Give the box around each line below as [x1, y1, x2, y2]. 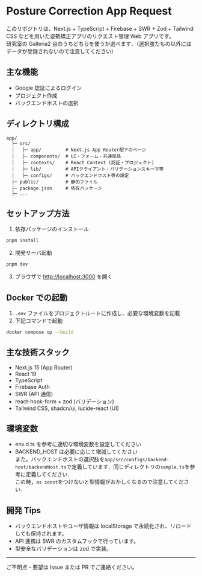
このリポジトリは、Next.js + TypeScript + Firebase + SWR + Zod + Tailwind [6, 25, 194, 32]
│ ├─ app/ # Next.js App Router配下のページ [11, 147, 146, 153]
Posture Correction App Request [6, 4, 173, 18]
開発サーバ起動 [14, 249, 52, 257]
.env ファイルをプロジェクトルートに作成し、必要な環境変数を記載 [14, 309, 180, 316]
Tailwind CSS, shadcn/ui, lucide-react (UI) [14, 405, 119, 412]
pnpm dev [6, 261, 28, 267]
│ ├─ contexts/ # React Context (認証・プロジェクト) [11, 159, 155, 165]
